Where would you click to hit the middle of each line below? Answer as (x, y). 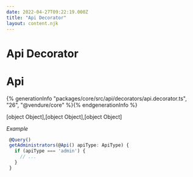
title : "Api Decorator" (37, 18)
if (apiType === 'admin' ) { (50, 151)
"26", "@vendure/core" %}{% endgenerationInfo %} (72, 105)
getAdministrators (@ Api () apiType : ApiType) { (69, 145)
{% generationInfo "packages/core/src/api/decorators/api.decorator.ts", (96, 98)
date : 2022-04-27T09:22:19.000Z (47, 12)
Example (17, 128)
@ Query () (20, 140)
